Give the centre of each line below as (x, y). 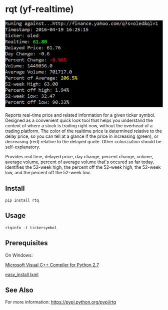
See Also (19, 290)
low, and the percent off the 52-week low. (48, 173)
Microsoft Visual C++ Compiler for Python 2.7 (52, 265)
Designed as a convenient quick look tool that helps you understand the (79, 120)
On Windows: (19, 255)
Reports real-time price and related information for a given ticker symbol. (80, 115)
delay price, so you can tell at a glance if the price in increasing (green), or (82, 136)
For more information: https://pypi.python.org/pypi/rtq (61, 302)
